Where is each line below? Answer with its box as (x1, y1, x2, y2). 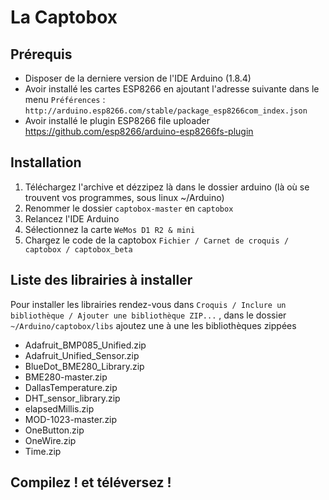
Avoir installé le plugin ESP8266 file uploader (24, 115, 210, 126)
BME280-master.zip (24, 371, 108, 383)
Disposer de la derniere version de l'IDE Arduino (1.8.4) (24, 72, 252, 84)
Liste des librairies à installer (10, 272, 193, 289)
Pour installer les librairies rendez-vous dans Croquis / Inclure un (10, 298, 287, 310)
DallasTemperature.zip (24, 381, 118, 393)
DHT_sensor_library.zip (24, 392, 121, 404)
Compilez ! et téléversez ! (10, 474, 172, 491)
